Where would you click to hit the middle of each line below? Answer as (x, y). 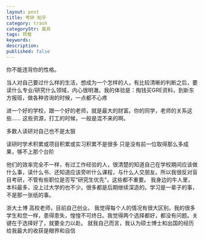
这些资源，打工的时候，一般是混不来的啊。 (76, 118)
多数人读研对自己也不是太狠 (41, 131)
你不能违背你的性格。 (33, 69)
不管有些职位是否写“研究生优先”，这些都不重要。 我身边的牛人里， (110, 179)
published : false (28, 52)
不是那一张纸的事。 (30, 194)
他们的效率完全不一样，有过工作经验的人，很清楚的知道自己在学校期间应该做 (102, 164)
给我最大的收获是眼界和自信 (41, 230)
